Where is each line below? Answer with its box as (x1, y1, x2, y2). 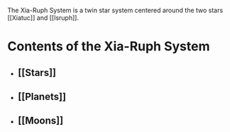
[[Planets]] (17, 90, 66, 102)
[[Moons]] (17, 115, 64, 127)
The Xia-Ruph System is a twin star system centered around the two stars (7, 6, 224, 14)
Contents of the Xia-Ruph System (7, 38, 211, 55)
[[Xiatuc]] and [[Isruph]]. (7, 13, 80, 22)
